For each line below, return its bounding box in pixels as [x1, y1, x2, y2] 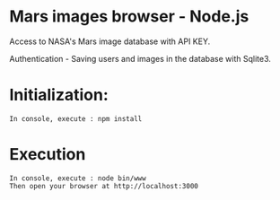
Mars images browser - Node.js [9, 6, 249, 27]
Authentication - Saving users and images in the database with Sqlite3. [9, 53, 272, 64]
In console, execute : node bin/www [9, 173, 146, 183]
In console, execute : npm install [9, 114, 143, 123]
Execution [9, 144, 86, 165]
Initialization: [9, 85, 109, 105]
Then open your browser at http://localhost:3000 [9, 181, 199, 190]
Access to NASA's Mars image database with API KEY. [9, 36, 211, 47]
